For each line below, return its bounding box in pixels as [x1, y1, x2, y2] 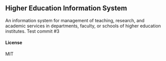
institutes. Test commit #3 [5, 28, 60, 34]
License [5, 40, 23, 46]
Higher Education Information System [5, 4, 127, 13]
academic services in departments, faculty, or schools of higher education [5, 23, 161, 29]
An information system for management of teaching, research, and [5, 17, 145, 23]
